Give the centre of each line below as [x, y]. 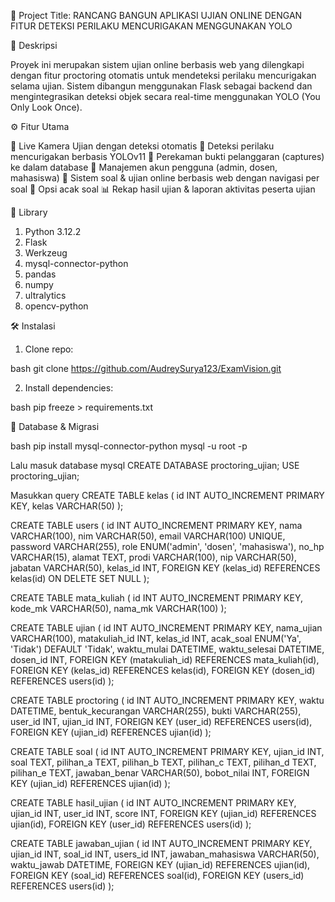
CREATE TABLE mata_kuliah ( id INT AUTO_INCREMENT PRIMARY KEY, [156, 598]
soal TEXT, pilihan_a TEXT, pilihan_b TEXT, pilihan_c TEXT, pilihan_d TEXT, [163, 762]
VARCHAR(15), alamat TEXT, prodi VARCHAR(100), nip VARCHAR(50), [153, 557]
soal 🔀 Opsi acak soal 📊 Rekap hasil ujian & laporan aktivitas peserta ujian [163, 189]
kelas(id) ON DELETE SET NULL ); [80, 578]
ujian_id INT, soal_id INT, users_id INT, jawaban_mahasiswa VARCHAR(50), [165, 854]
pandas [40, 274]
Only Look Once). [46, 107]
